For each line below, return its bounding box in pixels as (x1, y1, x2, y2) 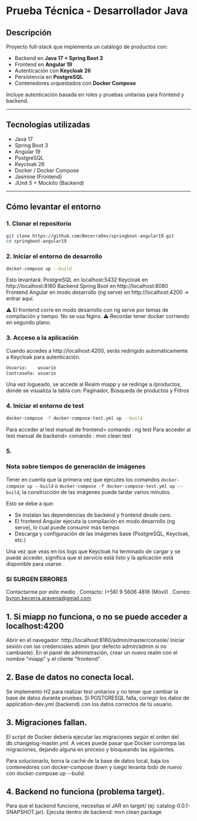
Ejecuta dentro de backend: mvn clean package (46, 809, 162, 816)
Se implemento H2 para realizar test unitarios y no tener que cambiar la (6, 688, 179, 695)
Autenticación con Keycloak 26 (14, 67, 91, 74)
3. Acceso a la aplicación (6, 334, 79, 342)
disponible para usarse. (6, 560, 63, 567)
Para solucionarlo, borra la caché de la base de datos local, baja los (6, 757, 169, 764)
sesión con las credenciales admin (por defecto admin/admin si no (6, 643, 167, 650)
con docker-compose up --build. (6, 770, 86, 777)
